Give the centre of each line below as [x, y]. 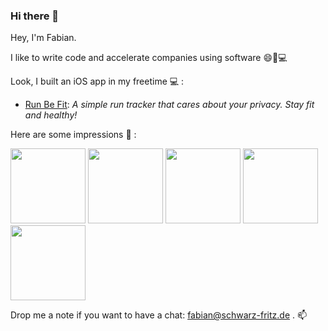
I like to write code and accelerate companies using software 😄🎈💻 [149, 58]
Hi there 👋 [35, 16]
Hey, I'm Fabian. [43, 38]
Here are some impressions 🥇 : [73, 135]
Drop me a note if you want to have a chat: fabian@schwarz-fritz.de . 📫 [159, 315]
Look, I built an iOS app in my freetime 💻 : [97, 81]
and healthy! [51, 115]
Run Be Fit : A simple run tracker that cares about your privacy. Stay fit [169, 105]
